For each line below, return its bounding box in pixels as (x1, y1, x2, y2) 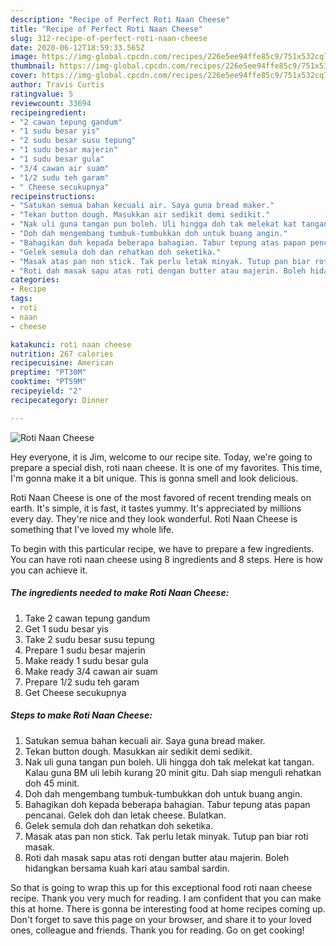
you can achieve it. (10, 564, 88, 576)
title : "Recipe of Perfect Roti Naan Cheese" (10, 24, 203, 34)
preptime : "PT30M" (10, 367, 87, 378)
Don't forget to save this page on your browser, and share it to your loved (10, 913, 312, 925)
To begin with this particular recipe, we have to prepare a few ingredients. (10, 542, 315, 555)
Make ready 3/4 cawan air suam (24, 665, 158, 677)
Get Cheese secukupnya (24, 686, 127, 698)
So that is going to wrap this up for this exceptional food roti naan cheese (10, 881, 313, 893)
